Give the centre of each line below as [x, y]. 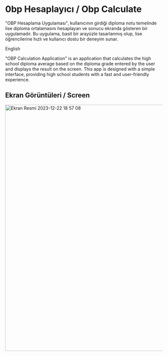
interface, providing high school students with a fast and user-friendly [77, 74]
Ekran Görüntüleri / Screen [47, 95]
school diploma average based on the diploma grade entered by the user [80, 63]
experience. [17, 79]
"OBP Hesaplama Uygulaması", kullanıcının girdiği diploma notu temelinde [81, 23]
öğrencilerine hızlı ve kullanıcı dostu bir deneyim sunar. [62, 39]
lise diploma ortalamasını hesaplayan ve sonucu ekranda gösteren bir [76, 28]
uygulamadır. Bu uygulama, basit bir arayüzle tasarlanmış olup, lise [74, 33]
